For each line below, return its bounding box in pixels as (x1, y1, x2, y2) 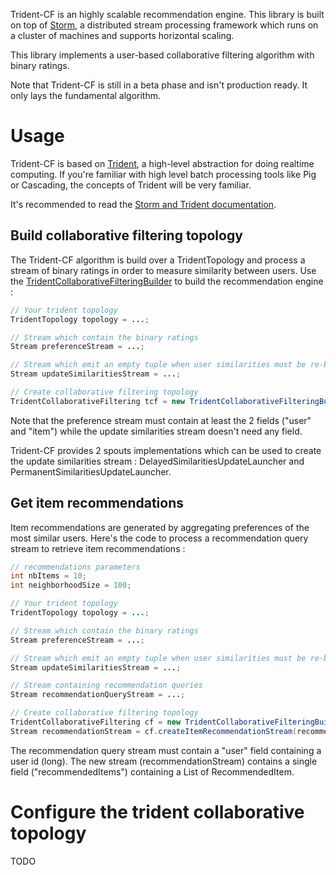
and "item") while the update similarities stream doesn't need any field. (10, 425, 303, 437)
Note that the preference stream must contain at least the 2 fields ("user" (10, 414, 312, 426)
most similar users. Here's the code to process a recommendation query (10, 532, 309, 544)
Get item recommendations (10, 495, 184, 512)
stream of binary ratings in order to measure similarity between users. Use (10, 264, 317, 276)
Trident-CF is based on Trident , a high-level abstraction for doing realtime (10, 157, 315, 169)
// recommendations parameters (10, 562, 141, 572)
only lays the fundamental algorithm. (10, 90, 162, 101)
